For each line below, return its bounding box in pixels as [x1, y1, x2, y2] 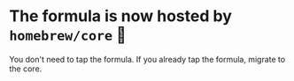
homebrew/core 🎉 [9, 25, 127, 45]
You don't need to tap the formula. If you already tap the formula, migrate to [9, 54, 286, 64]
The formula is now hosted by [9, 6, 232, 26]
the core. [9, 63, 43, 74]
